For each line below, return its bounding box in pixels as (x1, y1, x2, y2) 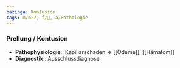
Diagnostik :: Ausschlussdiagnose (15, 55, 100, 62)
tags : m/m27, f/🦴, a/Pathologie (6, 15, 88, 21)
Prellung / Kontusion (6, 35, 68, 43)
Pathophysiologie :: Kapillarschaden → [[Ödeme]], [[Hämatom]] (15, 48, 175, 55)
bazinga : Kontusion (6, 8, 56, 15)
